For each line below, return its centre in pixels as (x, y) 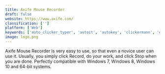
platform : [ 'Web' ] (24, 28)
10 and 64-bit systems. (28, 66)
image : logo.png (22, 37)
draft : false (18, 14)
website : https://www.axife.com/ (39, 19)
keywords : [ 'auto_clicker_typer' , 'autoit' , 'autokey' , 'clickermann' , (80, 32)
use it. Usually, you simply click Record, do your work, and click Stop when (81, 56)
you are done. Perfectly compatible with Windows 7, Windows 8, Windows (80, 61)
